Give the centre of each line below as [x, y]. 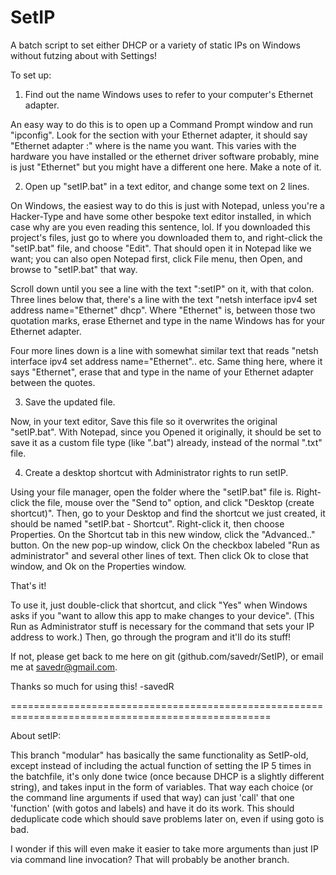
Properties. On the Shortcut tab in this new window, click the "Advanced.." [163, 534]
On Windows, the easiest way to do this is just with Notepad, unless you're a [167, 205]
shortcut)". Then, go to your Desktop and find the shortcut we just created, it [168, 513]
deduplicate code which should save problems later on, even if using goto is [167, 818]
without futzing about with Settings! [84, 55]
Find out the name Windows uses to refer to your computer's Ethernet [169, 94]
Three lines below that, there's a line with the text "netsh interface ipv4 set [164, 299]
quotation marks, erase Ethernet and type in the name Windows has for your [168, 320]
